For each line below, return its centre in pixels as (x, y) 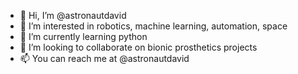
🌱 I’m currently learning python (83, 36)
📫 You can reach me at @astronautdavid (104, 58)
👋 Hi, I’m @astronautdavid (73, 15)
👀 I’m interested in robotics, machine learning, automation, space (153, 26)
